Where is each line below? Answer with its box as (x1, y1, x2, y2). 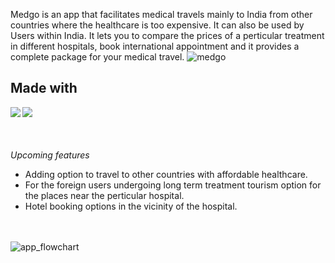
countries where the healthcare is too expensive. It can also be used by (10, 19, 305, 31)
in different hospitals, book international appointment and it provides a (10, 40, 300, 52)
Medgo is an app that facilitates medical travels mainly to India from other (10, 9, 313, 20)
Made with (10, 80, 78, 97)
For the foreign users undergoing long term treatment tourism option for (24, 179, 322, 191)
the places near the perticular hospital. (24, 189, 185, 201)
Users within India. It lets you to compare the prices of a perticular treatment (10, 30, 325, 41)
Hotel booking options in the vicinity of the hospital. (24, 200, 238, 212)
